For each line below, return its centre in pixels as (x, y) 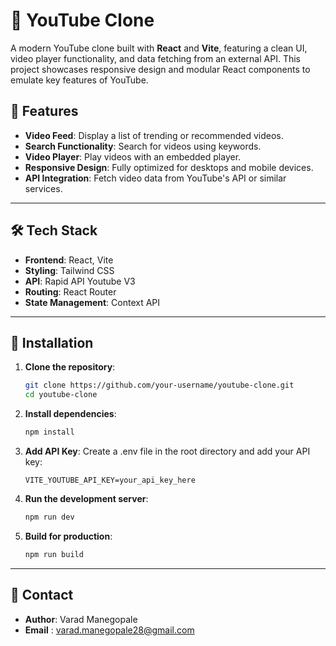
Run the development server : (86, 498)
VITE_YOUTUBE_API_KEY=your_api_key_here (110, 480)
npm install (49, 432)
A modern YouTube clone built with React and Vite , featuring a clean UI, (159, 48)
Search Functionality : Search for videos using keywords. (143, 146)
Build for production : (68, 536)
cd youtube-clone (61, 395)
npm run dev (49, 517)
